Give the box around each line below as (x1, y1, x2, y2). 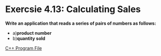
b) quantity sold (12, 35, 45, 41)
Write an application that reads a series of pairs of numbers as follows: (5, 20, 156, 26)
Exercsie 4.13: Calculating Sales (5, 4, 141, 15)
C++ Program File (5, 45, 42, 51)
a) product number (12, 30, 52, 36)
